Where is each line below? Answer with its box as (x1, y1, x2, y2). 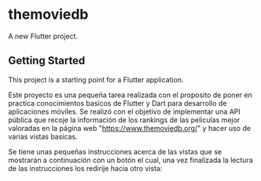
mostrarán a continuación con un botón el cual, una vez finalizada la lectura (8, 155, 253, 165)
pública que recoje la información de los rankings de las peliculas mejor (8, 115, 241, 125)
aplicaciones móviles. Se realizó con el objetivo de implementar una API (8, 107, 241, 116)
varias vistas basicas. (8, 132, 78, 141)
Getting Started (8, 54, 86, 67)
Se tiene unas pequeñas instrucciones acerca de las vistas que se (8, 147, 222, 156)
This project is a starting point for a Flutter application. (8, 74, 184, 84)
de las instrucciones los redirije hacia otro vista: (8, 163, 163, 173)
